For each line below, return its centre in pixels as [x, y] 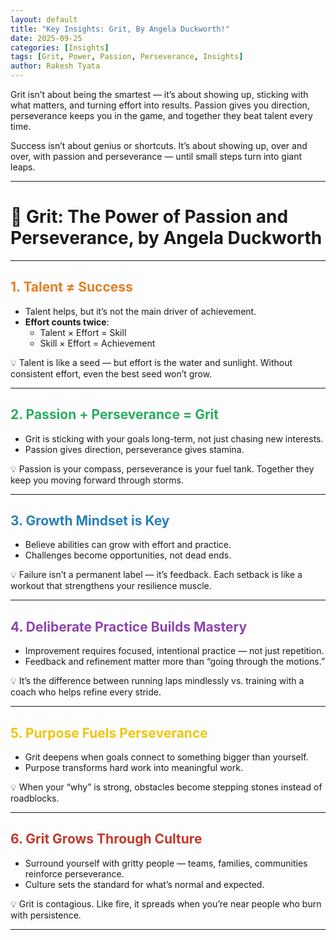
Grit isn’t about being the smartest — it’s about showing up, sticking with [159, 94]
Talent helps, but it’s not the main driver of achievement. [140, 311]
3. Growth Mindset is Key [90, 520]
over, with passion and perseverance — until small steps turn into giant [156, 156]
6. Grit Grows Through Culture [106, 839]
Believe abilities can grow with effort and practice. [128, 545]
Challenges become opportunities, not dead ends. [128, 555]
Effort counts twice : [67, 322]
